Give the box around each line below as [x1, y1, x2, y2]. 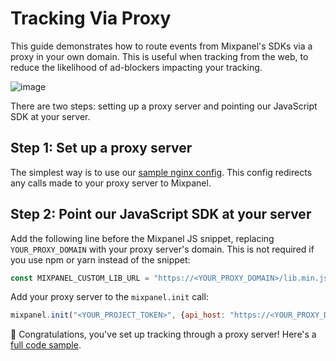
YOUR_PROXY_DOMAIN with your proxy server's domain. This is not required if [10, 243, 315, 255]
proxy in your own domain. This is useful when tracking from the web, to [10, 50, 309, 62]
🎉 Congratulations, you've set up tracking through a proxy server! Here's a [10, 328, 317, 341]
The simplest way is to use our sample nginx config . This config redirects [10, 166, 313, 178]
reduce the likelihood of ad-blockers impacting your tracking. [10, 61, 263, 73]
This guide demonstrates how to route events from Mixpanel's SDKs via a [10, 40, 313, 52]
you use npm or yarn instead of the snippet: [10, 253, 191, 266]
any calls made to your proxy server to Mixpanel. [10, 177, 212, 189]
